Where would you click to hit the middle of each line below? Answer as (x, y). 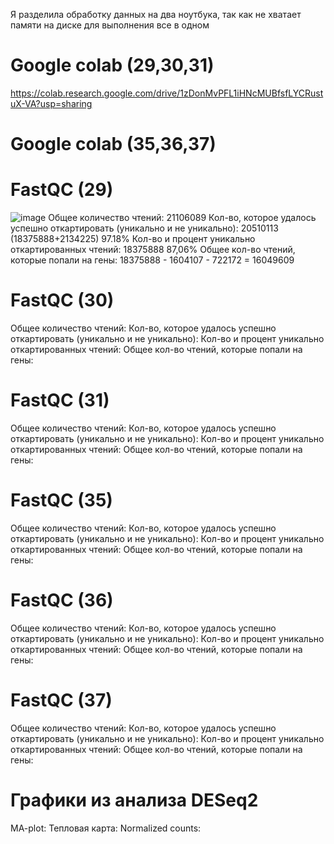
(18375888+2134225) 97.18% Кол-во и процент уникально (133, 239)
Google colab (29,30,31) (112, 65)
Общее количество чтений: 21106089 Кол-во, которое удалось (182, 218)
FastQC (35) (61, 500)
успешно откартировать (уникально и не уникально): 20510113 (144, 228)
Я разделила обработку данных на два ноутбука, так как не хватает (156, 14)
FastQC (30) (62, 300)
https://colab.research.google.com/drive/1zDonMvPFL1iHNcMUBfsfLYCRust (167, 93)
